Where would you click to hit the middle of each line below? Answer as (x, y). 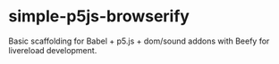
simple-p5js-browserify (99, 16)
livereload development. (53, 50)
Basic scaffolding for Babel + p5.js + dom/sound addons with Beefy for (139, 41)
